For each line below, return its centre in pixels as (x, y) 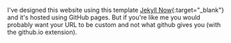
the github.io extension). (42, 32)
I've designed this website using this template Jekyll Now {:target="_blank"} (116, 10)
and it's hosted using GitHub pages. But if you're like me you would (104, 17)
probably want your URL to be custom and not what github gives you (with (114, 25)
